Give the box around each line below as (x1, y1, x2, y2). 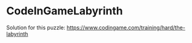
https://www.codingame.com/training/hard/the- (66, 24, 186, 31)
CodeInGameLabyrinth (6, 4, 123, 18)
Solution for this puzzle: (6, 24, 65, 31)
